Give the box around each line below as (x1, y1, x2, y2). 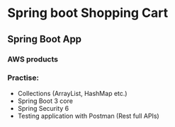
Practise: (7, 73, 39, 83)
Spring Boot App (7, 33, 82, 45)
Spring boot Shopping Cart (7, 5, 169, 21)
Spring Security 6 (17, 104, 69, 112)
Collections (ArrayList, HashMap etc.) (17, 89, 128, 97)
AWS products (7, 54, 59, 64)
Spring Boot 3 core (17, 97, 73, 105)
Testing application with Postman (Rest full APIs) (17, 111, 159, 120)
